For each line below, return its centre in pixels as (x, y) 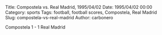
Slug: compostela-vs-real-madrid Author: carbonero (59, 17)
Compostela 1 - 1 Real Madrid (35, 27)
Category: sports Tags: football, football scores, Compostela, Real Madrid (81, 12)
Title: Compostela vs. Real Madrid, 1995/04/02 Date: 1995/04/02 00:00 (79, 7)
